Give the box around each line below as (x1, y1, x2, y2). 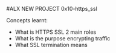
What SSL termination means (14, 42, 88, 48)
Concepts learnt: (6, 17, 48, 23)
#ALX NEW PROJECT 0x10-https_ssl (6, 5, 98, 12)
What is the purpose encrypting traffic (14, 35, 111, 42)
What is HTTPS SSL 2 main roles (14, 28, 97, 36)
